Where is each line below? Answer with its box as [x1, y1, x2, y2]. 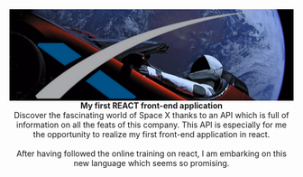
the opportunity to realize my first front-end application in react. [32, 128, 271, 139]
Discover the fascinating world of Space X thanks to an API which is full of [13, 109, 290, 120]
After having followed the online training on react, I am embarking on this [16, 148, 287, 159]
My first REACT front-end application [80, 99, 223, 111]
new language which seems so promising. [73, 157, 230, 168]
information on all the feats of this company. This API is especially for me [16, 119, 287, 130]
